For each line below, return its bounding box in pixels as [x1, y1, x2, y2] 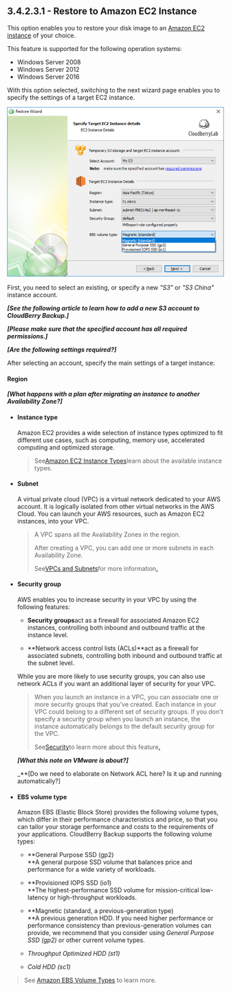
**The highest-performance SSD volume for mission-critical [27, 886, 199, 894]
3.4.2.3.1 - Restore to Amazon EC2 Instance [7, 6, 197, 17]
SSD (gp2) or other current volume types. [27, 936, 146, 944]
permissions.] [7, 332, 48, 341]
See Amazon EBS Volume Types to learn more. [23, 976, 157, 985]
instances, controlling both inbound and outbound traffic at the [27, 623, 206, 632]
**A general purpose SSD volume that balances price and [27, 858, 192, 866]
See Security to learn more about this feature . [34, 743, 161, 751]
